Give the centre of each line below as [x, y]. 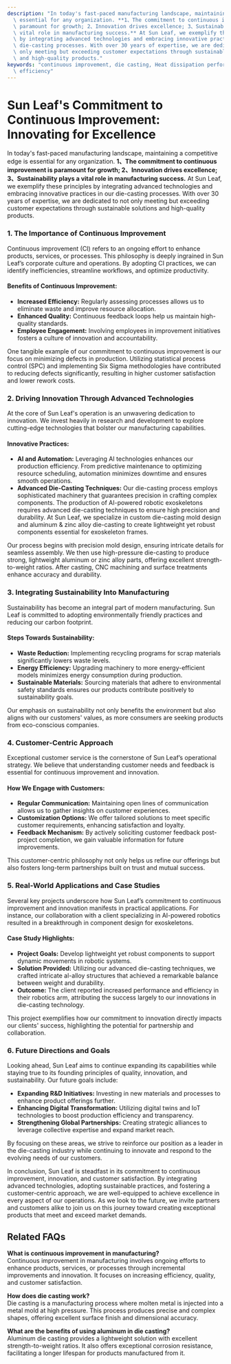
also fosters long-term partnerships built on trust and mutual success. [106, 868]
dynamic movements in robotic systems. [74, 961]
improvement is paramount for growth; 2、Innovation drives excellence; [112, 170]
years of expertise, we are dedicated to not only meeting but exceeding [108, 201]
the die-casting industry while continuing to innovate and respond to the [109, 1151]
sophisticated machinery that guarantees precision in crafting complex [117, 495]
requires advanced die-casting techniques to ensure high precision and [118, 510]
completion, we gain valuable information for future [111, 840]
